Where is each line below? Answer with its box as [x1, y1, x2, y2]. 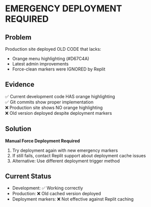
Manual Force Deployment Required [5, 138, 80, 143]
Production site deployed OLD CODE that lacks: [5, 46, 101, 52]
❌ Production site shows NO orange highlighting [5, 104, 103, 110]
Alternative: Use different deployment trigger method [12, 158, 120, 164]
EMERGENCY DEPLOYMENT [5, 3, 122, 14]
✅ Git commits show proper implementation [5, 99, 93, 105]
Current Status [5, 172, 52, 180]
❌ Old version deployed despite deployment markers [5, 110, 112, 116]
